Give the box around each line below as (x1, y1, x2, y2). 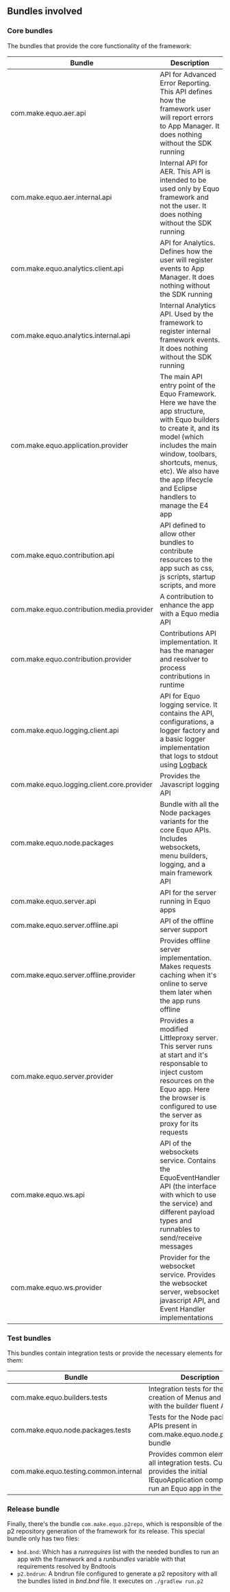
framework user (159, 104, 211, 113)
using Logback (159, 760, 207, 769)
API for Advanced (159, 69, 217, 79)
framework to (159, 317, 203, 327)
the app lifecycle (159, 475, 214, 484)
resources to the (159, 554, 213, 564)
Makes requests (159, 962, 212, 971)
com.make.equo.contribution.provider (10, 654, 132, 663)
